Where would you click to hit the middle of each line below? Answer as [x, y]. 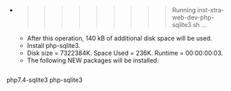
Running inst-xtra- [198, 10]
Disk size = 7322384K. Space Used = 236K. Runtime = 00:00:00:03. [125, 53]
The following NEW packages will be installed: [93, 60]
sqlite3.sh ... [189, 25]
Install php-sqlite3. [53, 45]
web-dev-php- [193, 17]
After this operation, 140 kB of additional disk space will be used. [119, 38]
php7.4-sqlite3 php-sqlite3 [44, 80]
